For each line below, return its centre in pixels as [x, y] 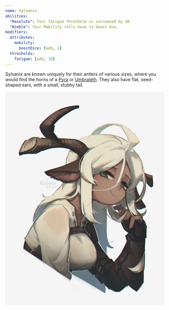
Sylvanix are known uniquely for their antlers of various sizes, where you [81, 74]
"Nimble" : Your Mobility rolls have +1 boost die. [64, 27]
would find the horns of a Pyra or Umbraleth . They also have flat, [73, 79]
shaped [13, 85]
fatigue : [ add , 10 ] [35, 59]
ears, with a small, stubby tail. [53, 85]
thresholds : [22, 53]
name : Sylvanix [21, 11]
